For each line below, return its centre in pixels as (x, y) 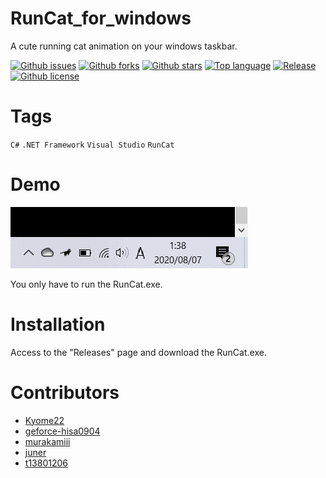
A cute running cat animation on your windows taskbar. (124, 46)
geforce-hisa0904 (62, 431)
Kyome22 (44, 420)
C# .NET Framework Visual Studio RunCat (92, 145)
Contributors (65, 392)
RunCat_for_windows (101, 18)
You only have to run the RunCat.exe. (86, 284)
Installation (58, 324)
